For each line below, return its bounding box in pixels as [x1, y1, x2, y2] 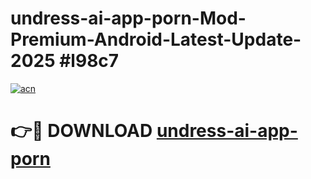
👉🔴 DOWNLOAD [10, 120, 153, 142]
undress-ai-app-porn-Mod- [10, 7, 247, 30]
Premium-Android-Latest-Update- [10, 28, 302, 51]
